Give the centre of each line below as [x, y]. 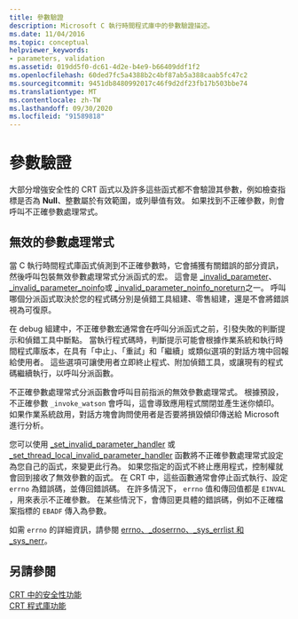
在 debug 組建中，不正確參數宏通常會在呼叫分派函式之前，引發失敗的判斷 [144, 329]
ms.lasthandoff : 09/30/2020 [61, 108]
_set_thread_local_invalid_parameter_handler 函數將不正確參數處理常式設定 [146, 455]
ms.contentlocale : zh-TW [55, 100]
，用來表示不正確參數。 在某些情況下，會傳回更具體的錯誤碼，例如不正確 [142, 499]
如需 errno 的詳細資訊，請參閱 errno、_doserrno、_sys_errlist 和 [127, 529]
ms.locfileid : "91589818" [57, 116]
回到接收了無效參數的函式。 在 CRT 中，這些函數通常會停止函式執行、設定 [152, 477]
